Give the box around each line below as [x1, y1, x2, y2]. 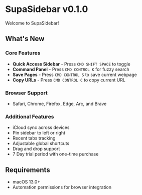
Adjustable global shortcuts [12, 140, 70, 146]
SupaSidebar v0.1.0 [5, 3, 88, 15]
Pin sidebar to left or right [12, 130, 66, 136]
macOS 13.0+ [12, 179, 41, 185]
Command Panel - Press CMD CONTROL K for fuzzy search [12, 66, 129, 72]
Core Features [5, 49, 41, 56]
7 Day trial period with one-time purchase [12, 151, 99, 157]
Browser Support [5, 89, 48, 96]
